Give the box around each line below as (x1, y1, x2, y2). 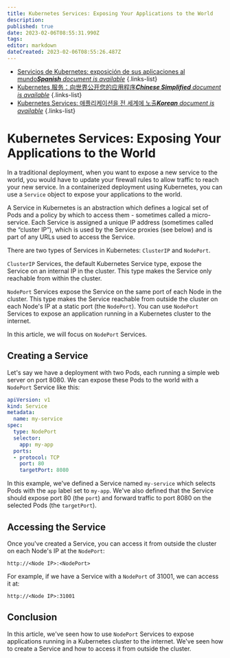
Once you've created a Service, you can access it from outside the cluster (7, 539, 217, 548)
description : (7, 17, 45, 23)
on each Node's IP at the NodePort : (7, 546, 105, 555)
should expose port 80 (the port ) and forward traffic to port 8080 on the (7, 494, 211, 502)
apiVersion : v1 (7, 396, 51, 403)
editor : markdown (7, 42, 57, 49)
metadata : (7, 409, 36, 416)
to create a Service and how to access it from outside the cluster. (7, 644, 192, 652)
